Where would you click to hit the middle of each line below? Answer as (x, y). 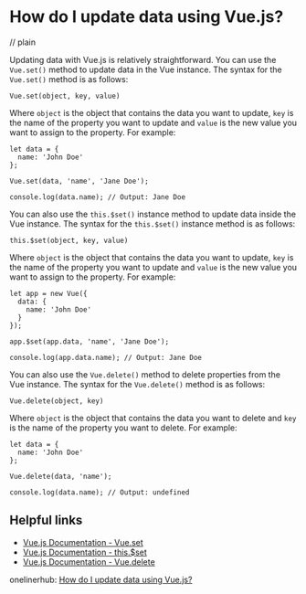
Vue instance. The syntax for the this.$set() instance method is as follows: (153, 223)
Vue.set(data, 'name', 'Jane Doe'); (79, 181)
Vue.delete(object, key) (57, 401)
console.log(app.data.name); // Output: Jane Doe (106, 357)
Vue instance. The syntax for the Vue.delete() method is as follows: (137, 384)
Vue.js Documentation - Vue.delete (89, 562)
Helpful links (46, 520)
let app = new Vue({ (49, 293)
